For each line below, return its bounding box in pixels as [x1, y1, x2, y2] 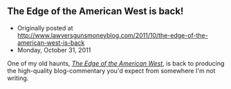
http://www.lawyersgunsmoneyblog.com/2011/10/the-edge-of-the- [17, 31, 209, 39]
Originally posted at [17, 23, 73, 32]
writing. [7, 74, 29, 82]
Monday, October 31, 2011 [17, 46, 91, 54]
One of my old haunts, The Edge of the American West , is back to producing [7, 59, 225, 68]
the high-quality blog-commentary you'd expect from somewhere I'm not [7, 66, 216, 75]
